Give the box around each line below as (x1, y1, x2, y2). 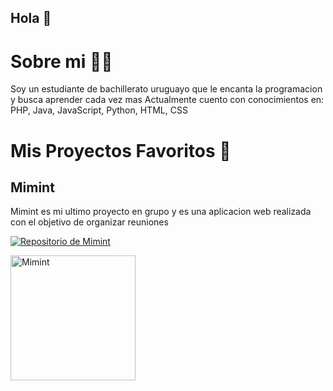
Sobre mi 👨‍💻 (10, 50, 113, 73)
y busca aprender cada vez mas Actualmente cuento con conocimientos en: (10, 94, 325, 106)
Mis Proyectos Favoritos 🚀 (10, 139, 232, 162)
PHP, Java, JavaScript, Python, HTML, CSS (10, 104, 188, 116)
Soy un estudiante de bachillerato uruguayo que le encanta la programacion (10, 83, 323, 95)
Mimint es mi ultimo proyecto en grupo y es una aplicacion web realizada (10, 206, 312, 218)
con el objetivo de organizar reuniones (10, 216, 169, 228)
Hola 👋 (10, 10, 52, 27)
